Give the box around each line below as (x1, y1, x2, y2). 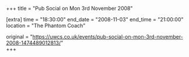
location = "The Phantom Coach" (6, 22, 86, 29)
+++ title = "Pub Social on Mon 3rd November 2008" (6, 5, 133, 12)
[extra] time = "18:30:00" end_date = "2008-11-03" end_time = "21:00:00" (6, 16, 184, 22)
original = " (6, 33, 33, 40)
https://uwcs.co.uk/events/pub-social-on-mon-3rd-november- (32, 33, 184, 40)
